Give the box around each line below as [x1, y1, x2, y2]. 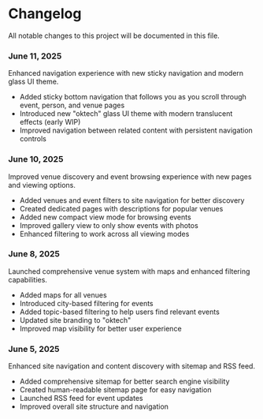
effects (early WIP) [19, 118, 81, 127]
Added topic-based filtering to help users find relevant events [19, 307, 220, 316]
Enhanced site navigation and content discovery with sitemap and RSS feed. [8, 361, 256, 371]
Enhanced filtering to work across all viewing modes [19, 229, 190, 238]
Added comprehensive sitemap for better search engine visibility [19, 376, 230, 387]
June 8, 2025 [8, 249, 61, 260]
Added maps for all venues [19, 290, 108, 300]
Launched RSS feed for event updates [19, 394, 143, 403]
